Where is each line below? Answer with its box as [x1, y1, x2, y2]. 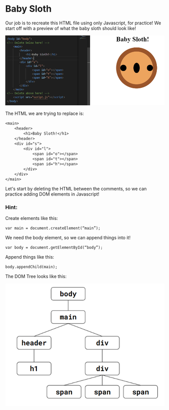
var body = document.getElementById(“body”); [5, 245, 103, 250]
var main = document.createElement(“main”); [5, 226, 101, 231]
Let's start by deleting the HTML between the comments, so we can [5, 186, 147, 192]
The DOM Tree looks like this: [5, 273, 67, 279]
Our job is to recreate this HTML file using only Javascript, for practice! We [5, 20, 161, 26]
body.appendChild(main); [5, 265, 58, 270]
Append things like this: [5, 254, 55, 260]
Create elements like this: [5, 215, 58, 222]
